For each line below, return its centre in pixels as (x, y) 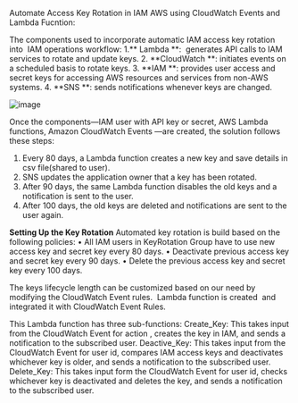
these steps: (32, 141)
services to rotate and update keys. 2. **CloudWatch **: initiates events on (148, 59)
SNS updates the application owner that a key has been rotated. (139, 177)
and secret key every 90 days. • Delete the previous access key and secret (147, 261)
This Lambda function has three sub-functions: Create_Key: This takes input (149, 324)
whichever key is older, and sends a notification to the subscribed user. (140, 362)
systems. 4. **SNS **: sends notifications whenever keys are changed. (141, 87)
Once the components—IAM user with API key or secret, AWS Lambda (139, 122)
